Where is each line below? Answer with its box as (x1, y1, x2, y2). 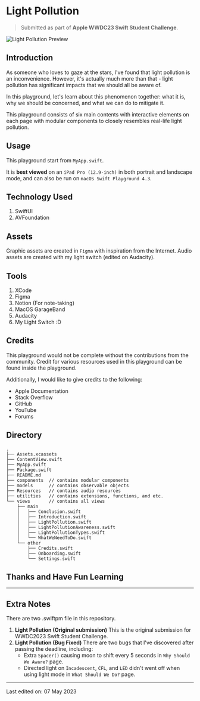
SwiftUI (14, 208, 33, 215)
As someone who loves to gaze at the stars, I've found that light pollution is (6, 69, 190, 76)
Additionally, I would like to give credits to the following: (6, 376, 143, 383)
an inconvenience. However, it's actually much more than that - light (6, 75, 173, 82)
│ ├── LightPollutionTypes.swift (17, 530, 105, 536)
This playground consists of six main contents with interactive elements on (6, 110, 189, 118)
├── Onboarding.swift (27, 551, 82, 557)
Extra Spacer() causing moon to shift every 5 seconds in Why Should (23, 652, 190, 659)
